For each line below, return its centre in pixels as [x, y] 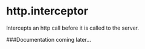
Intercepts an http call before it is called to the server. [72, 28]
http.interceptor [47, 11]
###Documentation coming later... [49, 39]
